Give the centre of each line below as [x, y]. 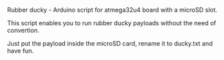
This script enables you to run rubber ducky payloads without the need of [112, 23]
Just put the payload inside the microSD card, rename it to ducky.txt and [110, 43]
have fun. [21, 51]
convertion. [23, 30]
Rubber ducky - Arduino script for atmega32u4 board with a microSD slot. [112, 10]
